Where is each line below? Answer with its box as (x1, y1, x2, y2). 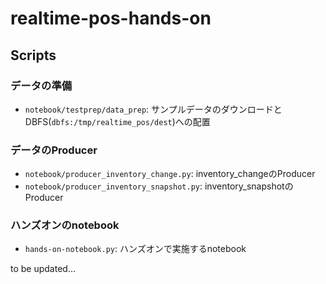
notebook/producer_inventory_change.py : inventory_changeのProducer (24, 168, 316, 180)
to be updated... (10, 263, 77, 275)
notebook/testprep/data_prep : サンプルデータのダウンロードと (24, 103, 283, 115)
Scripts (10, 47, 57, 64)
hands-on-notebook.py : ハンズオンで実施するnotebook (24, 243, 247, 255)
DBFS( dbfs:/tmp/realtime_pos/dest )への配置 (24, 115, 211, 127)
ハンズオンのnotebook (10, 218, 120, 232)
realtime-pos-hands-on (10, 7, 212, 30)
